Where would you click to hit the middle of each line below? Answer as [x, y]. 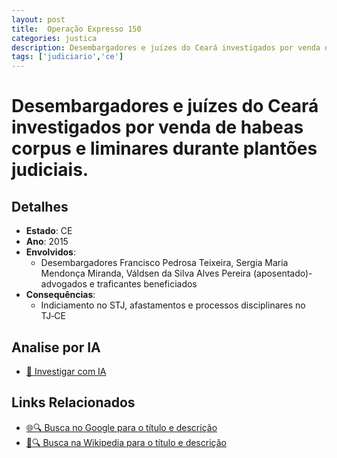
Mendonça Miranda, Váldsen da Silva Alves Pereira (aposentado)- [176, 273]
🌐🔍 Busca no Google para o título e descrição [121, 427]
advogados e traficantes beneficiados [119, 284]
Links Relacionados [73, 402]
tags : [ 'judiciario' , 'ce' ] [67, 57]
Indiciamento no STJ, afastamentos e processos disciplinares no [173, 305]
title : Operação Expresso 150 [76, 29]
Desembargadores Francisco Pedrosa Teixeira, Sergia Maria [164, 263]
